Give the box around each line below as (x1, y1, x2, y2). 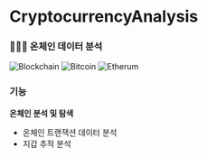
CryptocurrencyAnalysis (9, 6, 199, 27)
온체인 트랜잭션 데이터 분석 (22, 126, 118, 137)
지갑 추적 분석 (22, 138, 71, 149)
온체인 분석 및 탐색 (9, 107, 74, 118)
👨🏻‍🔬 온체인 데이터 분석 (9, 41, 103, 53)
